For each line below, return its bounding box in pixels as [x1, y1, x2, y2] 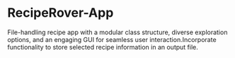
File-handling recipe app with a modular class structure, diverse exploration [7, 28, 228, 36]
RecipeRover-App [7, 5, 114, 21]
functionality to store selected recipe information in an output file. [7, 43, 198, 51]
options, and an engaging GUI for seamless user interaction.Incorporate [7, 35, 217, 43]
